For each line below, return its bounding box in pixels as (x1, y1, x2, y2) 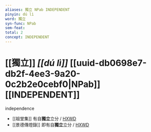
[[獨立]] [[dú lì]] (5, 58, 68, 69)
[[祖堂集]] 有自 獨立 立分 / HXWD (12, 115, 76, 121)
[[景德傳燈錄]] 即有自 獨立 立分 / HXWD (12, 122, 90, 128)
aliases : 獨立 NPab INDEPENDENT (5, 7, 70, 12)
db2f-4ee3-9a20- (5, 68, 81, 79)
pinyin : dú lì (5, 12, 34, 17)
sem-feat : (5, 26, 26, 31)
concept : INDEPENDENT (5, 35, 50, 40)
